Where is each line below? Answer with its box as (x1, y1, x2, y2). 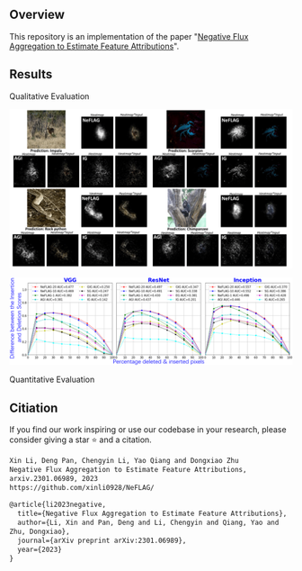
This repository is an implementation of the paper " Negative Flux (9, 31, 249, 41)
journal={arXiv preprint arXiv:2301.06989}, (17, 536, 187, 545)
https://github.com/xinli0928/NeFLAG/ (9, 483, 155, 492)
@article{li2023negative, (9, 500, 106, 509)
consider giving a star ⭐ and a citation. (9, 434, 153, 445)
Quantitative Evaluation (9, 374, 95, 385)
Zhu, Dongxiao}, (9, 527, 70, 536)
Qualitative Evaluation (9, 90, 90, 102)
